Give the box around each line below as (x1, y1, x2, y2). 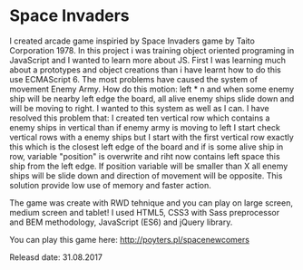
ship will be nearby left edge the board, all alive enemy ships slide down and (9, 92, 295, 104)
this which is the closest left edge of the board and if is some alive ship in (9, 141, 284, 152)
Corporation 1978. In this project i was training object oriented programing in (9, 44, 295, 55)
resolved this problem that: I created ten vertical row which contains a (9, 112, 270, 123)
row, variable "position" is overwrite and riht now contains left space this (9, 150, 280, 161)
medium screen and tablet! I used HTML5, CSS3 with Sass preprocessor (9, 207, 279, 217)
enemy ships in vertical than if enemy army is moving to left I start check (9, 121, 281, 132)
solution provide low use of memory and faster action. (9, 179, 211, 190)
